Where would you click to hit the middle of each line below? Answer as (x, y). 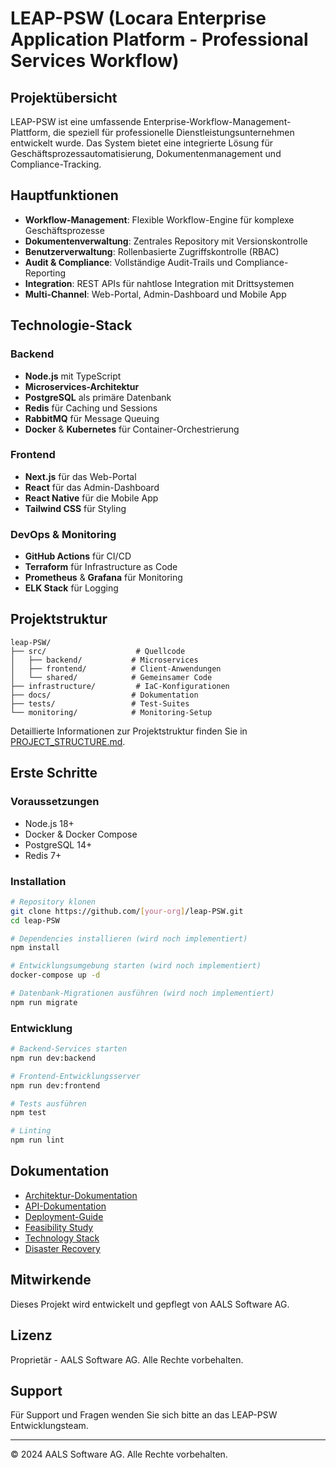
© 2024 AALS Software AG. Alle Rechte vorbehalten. (119, 1454)
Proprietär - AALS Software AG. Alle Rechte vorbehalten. (127, 1359)
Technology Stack (62, 1238)
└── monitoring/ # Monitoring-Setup (111, 712)
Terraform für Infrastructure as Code (101, 567)
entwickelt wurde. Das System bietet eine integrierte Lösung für (142, 143)
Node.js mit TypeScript (73, 376)
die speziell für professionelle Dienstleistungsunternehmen (173, 132)
